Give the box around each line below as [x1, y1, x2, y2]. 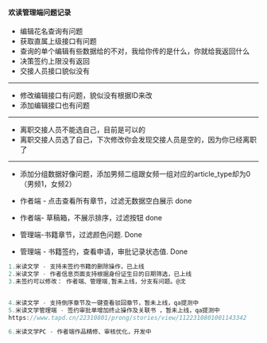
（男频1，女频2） [19, 179, 77, 189]
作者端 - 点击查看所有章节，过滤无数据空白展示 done [19, 196, 192, 206]
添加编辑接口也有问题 [19, 100, 90, 111]
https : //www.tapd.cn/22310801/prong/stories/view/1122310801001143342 [8, 314, 247, 322]
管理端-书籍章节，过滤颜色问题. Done [19, 230, 143, 240]
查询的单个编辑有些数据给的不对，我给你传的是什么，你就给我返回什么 [19, 46, 250, 56]
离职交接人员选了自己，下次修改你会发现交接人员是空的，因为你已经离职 [19, 135, 257, 145]
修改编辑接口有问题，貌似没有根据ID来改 [19, 91, 153, 100]
